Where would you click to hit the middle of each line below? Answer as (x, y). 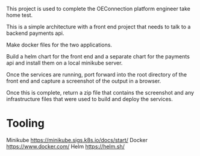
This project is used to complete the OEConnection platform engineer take (98, 9)
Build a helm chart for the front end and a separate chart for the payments (98, 56)
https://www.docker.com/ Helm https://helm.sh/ (66, 146)
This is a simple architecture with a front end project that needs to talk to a (98, 27)
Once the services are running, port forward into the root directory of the (97, 74)
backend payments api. (35, 33)
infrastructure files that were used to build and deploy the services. (90, 99)
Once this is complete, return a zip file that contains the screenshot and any (100, 92)
